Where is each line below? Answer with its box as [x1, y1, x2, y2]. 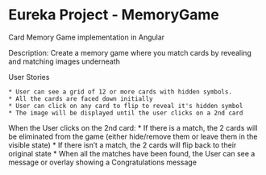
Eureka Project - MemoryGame [8, 6, 220, 24]
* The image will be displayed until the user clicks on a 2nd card [8, 109, 243, 117]
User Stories [8, 72, 50, 81]
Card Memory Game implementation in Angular [8, 32, 165, 42]
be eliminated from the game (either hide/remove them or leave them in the [8, 131, 258, 141]
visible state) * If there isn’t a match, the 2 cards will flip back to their [8, 140, 237, 150]
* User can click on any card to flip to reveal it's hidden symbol [8, 102, 243, 110]
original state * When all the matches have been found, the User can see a [8, 148, 256, 158]
